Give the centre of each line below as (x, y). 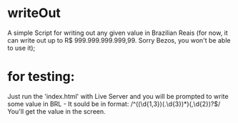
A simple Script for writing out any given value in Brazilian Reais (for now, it (118, 33)
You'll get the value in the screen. (56, 111)
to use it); (21, 48)
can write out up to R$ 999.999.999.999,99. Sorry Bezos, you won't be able (119, 40)
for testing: (41, 77)
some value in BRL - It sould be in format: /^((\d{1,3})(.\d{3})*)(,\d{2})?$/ (114, 104)
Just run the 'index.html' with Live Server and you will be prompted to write (118, 96)
